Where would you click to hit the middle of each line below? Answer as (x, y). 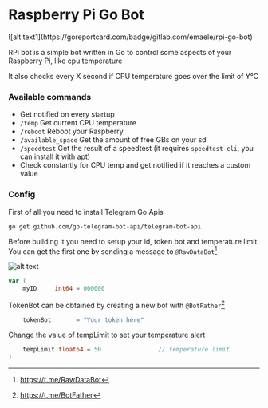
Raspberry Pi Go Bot (77, 15)
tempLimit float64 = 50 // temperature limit (126, 350)
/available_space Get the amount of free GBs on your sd (113, 140)
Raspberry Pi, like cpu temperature (65, 61)
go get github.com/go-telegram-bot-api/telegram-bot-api (105, 226)
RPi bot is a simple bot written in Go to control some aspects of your (120, 52)
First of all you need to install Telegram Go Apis (86, 212)
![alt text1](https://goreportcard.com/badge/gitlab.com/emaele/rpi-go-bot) (130, 37)
